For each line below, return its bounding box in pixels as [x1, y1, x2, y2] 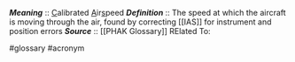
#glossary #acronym [9, 43, 85, 53]
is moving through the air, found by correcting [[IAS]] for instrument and [9, 17, 272, 27]
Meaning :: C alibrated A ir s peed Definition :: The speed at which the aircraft [9, 8, 286, 17]
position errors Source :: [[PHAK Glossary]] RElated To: [9, 26, 211, 36]
